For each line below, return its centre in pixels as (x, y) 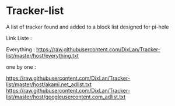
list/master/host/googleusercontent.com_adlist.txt (66, 97)
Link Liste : (19, 38)
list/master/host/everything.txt (42, 55)
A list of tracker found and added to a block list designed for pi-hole (87, 27)
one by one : (21, 67)
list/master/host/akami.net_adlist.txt (49, 84)
